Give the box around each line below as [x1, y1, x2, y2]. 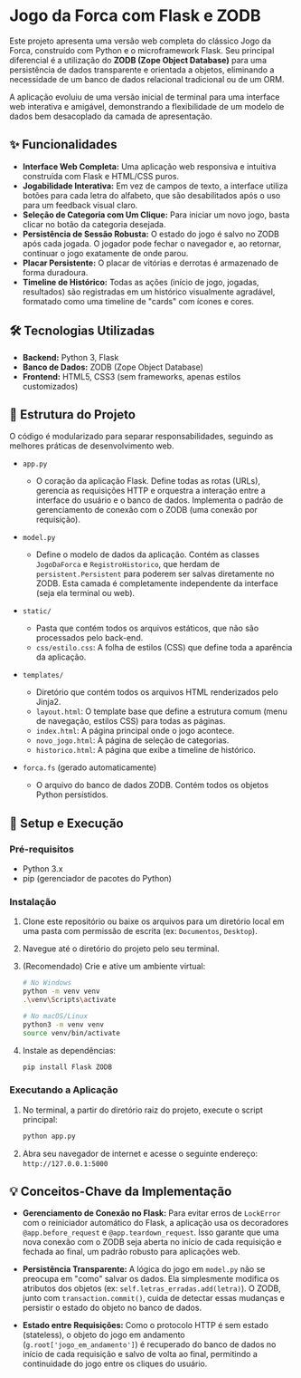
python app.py [22, 1132, 76, 1141]
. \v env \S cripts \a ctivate [22, 996, 117, 1005]
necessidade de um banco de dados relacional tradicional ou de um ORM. [9, 73, 285, 84]
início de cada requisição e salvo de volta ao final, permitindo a [22, 1349, 258, 1360]
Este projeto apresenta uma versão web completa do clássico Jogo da [9, 35, 272, 46]
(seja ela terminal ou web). [35, 588, 136, 599]
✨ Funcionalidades [9, 137, 118, 152]
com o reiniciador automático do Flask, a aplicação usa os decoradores [22, 1218, 289, 1229]
